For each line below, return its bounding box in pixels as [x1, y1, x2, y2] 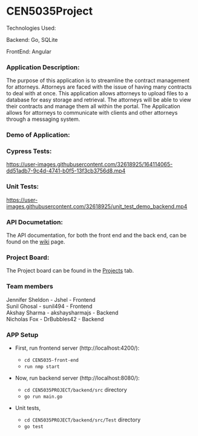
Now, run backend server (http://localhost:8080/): [15, 374, 140, 381]
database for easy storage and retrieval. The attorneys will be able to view [6, 96, 192, 104]
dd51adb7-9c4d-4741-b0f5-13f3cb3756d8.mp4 [6, 167, 126, 174]
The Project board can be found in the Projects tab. [6, 267, 134, 274]
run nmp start [24, 363, 60, 370]
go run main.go [24, 393, 62, 400]
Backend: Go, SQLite [6, 36, 58, 43]
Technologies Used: [6, 24, 56, 32]
